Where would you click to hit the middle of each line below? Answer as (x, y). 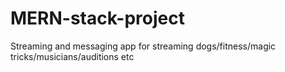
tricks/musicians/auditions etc (72, 56)
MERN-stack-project (97, 18)
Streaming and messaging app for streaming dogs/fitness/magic (143, 46)
